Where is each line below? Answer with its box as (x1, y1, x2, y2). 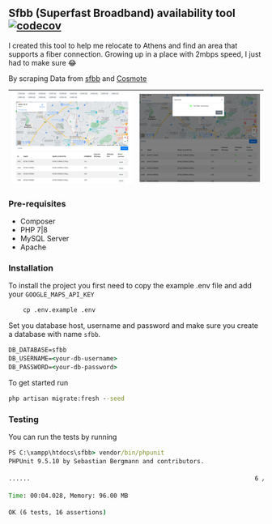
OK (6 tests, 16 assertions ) (8, 509, 107, 517)
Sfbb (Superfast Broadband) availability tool (8, 6, 236, 20)
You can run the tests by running (8, 432, 117, 442)
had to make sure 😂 (8, 58, 77, 67)
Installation (8, 262, 54, 274)
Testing (8, 413, 39, 424)
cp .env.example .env (23, 306, 96, 314)
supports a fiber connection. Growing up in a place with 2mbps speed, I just (8, 49, 261, 59)
